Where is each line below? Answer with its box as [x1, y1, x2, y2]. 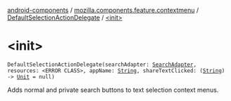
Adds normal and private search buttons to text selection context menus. [7, 86, 219, 94]
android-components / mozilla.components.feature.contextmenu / [7, 6, 199, 14]
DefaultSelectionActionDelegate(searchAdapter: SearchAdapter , [7, 61, 197, 68]
